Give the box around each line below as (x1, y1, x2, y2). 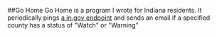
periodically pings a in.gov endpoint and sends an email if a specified (7, 13, 211, 22)
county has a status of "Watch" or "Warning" (7, 21, 139, 29)
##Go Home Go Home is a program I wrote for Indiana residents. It (7, 6, 202, 14)
